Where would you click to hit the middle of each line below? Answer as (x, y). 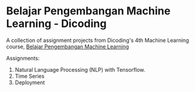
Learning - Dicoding (56, 24)
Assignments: (23, 58)
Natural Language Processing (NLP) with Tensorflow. (80, 69)
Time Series (30, 76)
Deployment (30, 82)
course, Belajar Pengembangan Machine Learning (68, 47)
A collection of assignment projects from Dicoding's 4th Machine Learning (97, 40)
